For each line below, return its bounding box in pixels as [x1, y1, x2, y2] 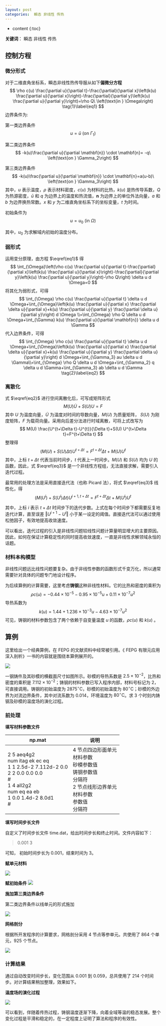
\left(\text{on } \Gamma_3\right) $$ [47, 178, 119, 184]
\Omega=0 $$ [68, 279, 98, 285]
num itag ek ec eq [7, 757, 49, 764]
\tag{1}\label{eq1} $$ [61, 103, 105, 109]
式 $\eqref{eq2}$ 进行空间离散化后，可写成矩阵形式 [5, 395, 111, 401]
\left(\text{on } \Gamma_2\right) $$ [47, 155, 119, 161]
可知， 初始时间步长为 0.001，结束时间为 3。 [5, 850, 96, 856]
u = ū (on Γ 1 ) [70, 130, 96, 137]
